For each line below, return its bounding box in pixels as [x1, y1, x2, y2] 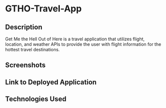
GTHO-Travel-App [5, 3, 82, 14]
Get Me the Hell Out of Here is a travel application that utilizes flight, [5, 36, 145, 42]
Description [5, 23, 42, 31]
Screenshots [5, 61, 46, 70]
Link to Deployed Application [5, 78, 97, 86]
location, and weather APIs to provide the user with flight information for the [5, 41, 162, 47]
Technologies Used [5, 95, 66, 104]
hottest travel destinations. [5, 47, 60, 52]
